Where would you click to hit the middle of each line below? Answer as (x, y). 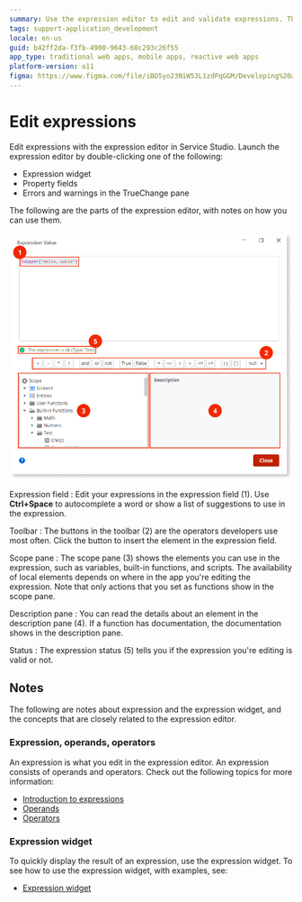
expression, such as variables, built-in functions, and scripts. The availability (151, 567)
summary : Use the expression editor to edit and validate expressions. (146, 19)
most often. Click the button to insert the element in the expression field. (143, 540)
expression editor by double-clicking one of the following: (116, 156)
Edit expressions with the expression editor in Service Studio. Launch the (145, 146)
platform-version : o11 (52, 67)
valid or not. (31, 660)
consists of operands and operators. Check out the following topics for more (151, 771)
